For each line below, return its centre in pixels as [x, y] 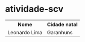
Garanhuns [60, 32]
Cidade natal [62, 24]
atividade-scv [34, 9]
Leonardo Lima [25, 32]
